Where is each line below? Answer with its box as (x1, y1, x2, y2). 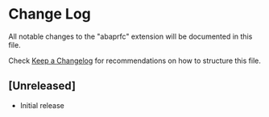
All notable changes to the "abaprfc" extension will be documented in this (8, 31, 253, 41)
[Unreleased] (8, 79, 77, 93)
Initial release (19, 100, 64, 110)
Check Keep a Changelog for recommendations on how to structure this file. (8, 56, 262, 65)
